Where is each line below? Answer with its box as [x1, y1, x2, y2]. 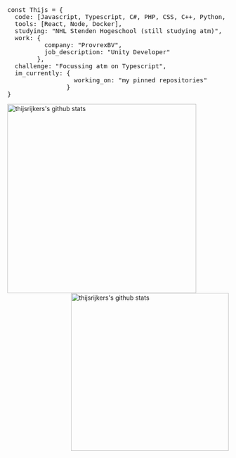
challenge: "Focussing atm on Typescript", [14, 63, 167, 70]
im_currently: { [14, 70, 71, 77]
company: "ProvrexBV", [44, 42, 123, 49]
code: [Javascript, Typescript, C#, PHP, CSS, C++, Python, [14, 13, 226, 20]
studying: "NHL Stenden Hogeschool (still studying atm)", [14, 27, 223, 34]
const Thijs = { [7, 6, 63, 13]
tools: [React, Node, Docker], [14, 20, 123, 27]
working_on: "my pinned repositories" [73, 77, 208, 84]
